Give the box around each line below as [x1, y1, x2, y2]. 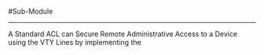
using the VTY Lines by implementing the [8, 38, 141, 46]
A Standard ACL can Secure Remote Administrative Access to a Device [8, 29, 238, 38]
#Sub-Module [8, 7, 53, 16]
